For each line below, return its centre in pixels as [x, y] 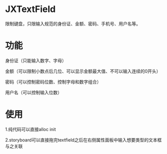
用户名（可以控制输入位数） [34, 92]
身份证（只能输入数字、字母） [36, 60]
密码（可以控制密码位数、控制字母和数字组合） [53, 81]
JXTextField [30, 9]
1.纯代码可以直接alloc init [31, 129]
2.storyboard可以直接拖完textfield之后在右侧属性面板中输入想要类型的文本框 [83, 140]
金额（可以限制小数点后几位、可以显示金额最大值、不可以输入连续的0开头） [83, 71]
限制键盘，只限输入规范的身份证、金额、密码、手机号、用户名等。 [73, 23]
